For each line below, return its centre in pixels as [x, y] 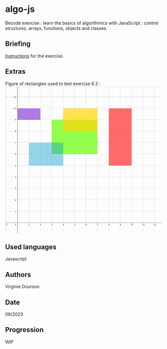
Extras [15, 71]
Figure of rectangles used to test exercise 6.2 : [53, 84]
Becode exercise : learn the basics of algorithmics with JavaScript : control [82, 23]
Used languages [31, 247]
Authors [18, 275]
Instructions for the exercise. [35, 56]
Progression [24, 330]
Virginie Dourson [22, 287]
